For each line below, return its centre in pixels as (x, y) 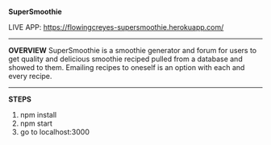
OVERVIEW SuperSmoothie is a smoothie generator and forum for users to (132, 50)
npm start (36, 123)
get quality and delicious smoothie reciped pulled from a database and (126, 59)
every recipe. (30, 76)
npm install (38, 115)
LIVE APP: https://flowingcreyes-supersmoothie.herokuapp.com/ (116, 27)
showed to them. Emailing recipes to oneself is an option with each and (127, 67)
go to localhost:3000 (55, 132)
